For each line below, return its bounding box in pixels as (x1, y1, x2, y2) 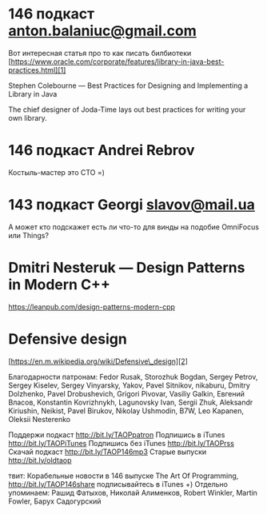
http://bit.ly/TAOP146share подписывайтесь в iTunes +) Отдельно (8, 479, 229, 488)
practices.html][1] (8, 65, 66, 74)
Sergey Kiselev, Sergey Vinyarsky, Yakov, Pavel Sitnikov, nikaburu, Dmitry (8, 381, 250, 390)
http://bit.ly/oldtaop (8, 455, 72, 464)
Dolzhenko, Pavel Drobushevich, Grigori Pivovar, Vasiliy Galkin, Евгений (8, 388, 245, 398)
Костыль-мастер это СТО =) (8, 167, 106, 177)
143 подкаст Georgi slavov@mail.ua (8, 196, 256, 214)
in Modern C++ (8, 276, 110, 293)
